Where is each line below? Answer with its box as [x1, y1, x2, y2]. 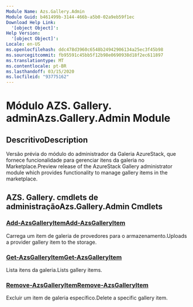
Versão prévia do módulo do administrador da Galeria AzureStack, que [6, 151, 177, 158]
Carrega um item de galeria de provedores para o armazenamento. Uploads [6, 232, 187, 239]
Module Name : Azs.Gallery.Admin [6, 8, 85, 15]
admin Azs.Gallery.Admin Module [6, 112, 171, 125]
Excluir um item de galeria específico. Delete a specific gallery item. [6, 294, 168, 302]
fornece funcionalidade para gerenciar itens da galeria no [6, 156, 145, 164]
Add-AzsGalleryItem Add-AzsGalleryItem [6, 219, 126, 227]
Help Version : [6, 30, 41, 36]
